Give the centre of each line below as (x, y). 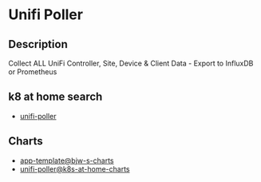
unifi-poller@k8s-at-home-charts (75, 168)
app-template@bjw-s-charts (67, 160)
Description (38, 44)
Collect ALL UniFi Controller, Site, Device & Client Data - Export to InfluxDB (131, 63)
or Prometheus (33, 72)
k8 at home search (55, 97)
